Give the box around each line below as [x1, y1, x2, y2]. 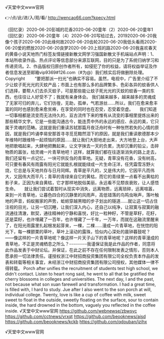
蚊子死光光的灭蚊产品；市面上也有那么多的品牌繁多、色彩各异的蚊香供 [13, 82, 155, 87]
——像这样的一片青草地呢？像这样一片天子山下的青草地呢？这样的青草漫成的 [5, 235, 159, 241]
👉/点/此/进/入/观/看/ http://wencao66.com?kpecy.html [5, 15, 116, 21]
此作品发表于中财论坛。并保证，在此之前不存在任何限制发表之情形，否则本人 [5, 247, 159, 253]
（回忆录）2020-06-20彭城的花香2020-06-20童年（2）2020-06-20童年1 [5, 26, 153, 32]
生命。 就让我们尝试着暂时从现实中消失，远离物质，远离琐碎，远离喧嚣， [5, 186, 157, 192]
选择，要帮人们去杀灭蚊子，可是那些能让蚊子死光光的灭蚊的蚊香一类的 [9, 88, 150, 94]
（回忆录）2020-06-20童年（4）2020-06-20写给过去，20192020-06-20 [5, 33, 153, 38]
